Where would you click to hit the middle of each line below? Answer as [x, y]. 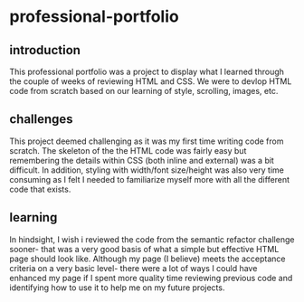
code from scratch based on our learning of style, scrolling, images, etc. [144, 91]
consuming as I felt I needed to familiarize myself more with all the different [150, 179]
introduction [45, 50]
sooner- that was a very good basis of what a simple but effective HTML [144, 249]
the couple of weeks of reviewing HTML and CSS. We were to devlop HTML [151, 81]
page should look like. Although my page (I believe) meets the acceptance [147, 259]
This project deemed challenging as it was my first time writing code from [147, 141]
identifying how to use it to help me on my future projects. [117, 288]
